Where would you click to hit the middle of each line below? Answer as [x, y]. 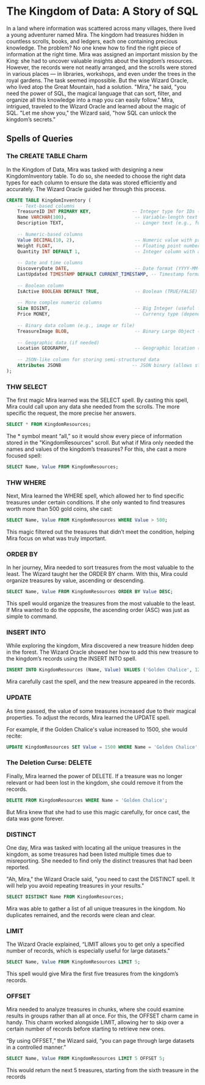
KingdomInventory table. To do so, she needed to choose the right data [96, 176]
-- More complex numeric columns [60, 303]
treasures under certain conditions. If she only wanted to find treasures [96, 502]
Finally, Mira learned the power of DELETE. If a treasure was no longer [95, 776]
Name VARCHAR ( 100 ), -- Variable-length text [108, 217]
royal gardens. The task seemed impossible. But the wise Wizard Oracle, [98, 80]
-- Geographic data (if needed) [58, 342]
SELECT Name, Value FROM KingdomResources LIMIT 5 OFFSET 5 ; [86, 1059]
